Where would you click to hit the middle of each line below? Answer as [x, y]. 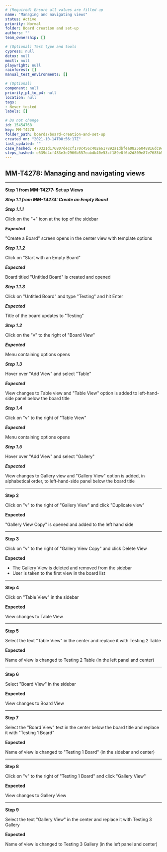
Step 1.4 [14, 408]
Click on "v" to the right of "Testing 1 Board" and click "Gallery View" [76, 776]
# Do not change [22, 120]
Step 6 [12, 674]
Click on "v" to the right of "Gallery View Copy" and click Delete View [76, 548]
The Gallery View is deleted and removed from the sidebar [72, 568]
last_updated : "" [23, 144]
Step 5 [12, 631]
